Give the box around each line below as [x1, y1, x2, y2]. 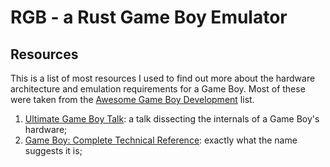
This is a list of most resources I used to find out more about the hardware [10, 72, 316, 84]
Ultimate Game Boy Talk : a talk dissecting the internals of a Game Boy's [24, 113, 320, 125]
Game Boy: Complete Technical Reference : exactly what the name [24, 134, 298, 146]
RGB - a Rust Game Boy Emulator [10, 6, 288, 29]
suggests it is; [24, 145, 83, 156]
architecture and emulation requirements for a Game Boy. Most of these [10, 83, 306, 95]
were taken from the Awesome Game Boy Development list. [10, 94, 255, 105]
